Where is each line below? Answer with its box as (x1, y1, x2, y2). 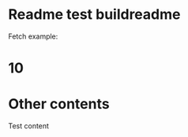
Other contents (8, 95, 110, 113)
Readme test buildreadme (8, 6, 181, 24)
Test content (8, 121, 50, 131)
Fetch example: (8, 31, 58, 41)
